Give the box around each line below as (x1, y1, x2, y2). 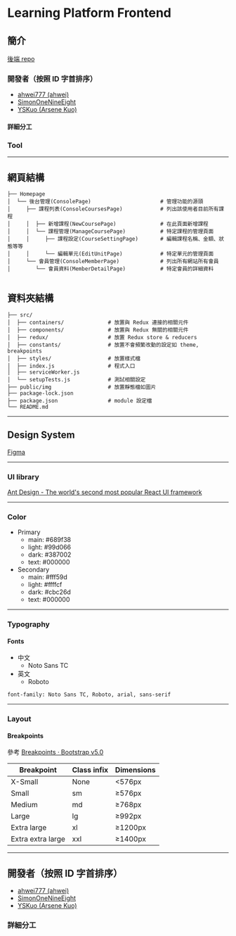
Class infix (72, 765, 109, 775)
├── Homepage (7, 191, 46, 198)
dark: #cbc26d (27, 588, 72, 596)
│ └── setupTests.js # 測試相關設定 (7, 376, 146, 383)
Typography (7, 619, 51, 629)
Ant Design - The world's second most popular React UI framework (7, 488, 202, 496)
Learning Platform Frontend (7, 5, 172, 21)
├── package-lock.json (7, 389, 74, 397)
